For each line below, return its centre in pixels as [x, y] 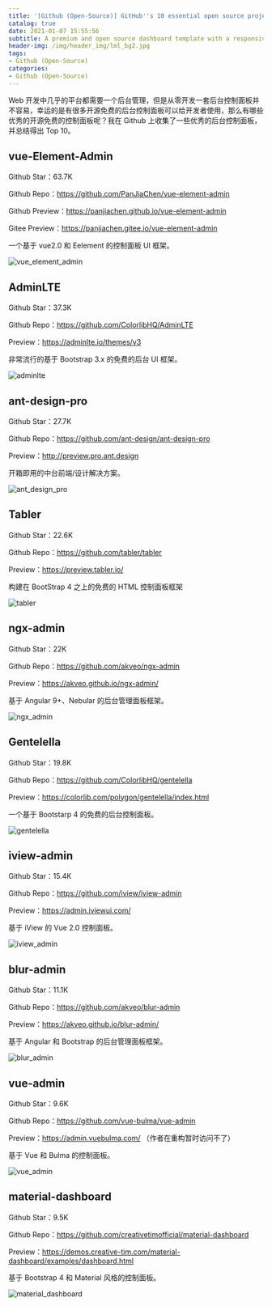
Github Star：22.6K [41, 535]
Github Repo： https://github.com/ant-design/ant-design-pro [109, 439]
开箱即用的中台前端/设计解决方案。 [67, 473]
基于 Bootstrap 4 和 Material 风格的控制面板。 [84, 1277]
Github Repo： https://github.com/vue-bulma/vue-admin [102, 1121]
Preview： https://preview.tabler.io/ [66, 569]
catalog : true [32, 23]
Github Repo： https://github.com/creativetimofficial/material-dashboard [129, 1234]
